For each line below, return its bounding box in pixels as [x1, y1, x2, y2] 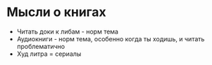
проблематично [16, 42, 65, 50]
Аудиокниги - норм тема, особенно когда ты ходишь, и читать [16, 34, 205, 43]
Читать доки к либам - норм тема [16, 27, 119, 36]
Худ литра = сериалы [16, 50, 82, 58]
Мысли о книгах [6, 4, 106, 20]
